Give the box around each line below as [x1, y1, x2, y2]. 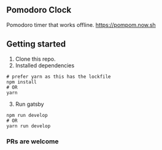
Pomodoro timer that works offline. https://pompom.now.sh [6, 21, 156, 28]
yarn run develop [6, 122, 51, 129]
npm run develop [6, 112, 48, 118]
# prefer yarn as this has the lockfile [6, 73, 112, 80]
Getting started [6, 39, 66, 50]
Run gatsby [15, 100, 44, 108]
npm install [6, 79, 37, 85]
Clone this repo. [15, 55, 56, 62]
